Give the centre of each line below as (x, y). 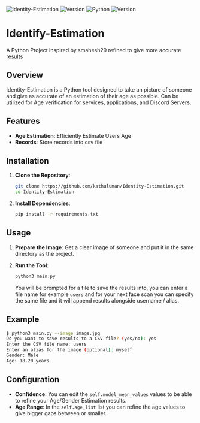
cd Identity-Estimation (45, 192)
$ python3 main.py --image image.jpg (53, 333)
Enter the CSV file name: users (46, 345)
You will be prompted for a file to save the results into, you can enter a (101, 288)
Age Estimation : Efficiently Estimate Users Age (73, 135)
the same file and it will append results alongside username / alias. (97, 300)
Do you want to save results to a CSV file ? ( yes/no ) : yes (81, 339)
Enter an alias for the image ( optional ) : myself (69, 350)
